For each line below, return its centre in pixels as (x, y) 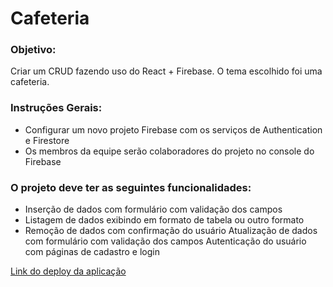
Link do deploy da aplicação (68, 271)
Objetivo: (33, 50)
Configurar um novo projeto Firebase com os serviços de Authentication (173, 129)
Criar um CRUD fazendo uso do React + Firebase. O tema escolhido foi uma (166, 71)
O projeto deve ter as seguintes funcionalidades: (131, 187)
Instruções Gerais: (56, 108)
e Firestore (47, 140)
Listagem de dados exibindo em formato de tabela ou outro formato (164, 220)
